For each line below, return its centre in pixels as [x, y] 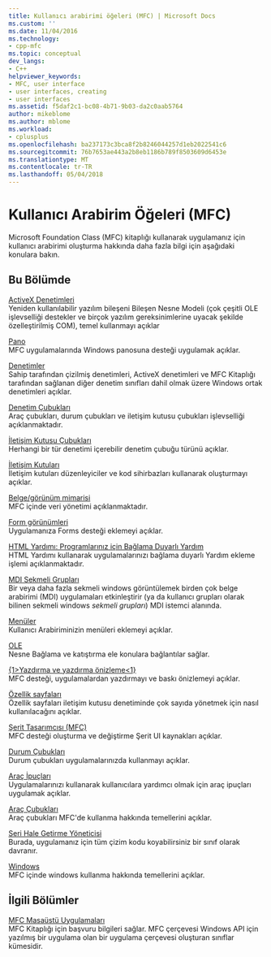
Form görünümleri [39, 522]
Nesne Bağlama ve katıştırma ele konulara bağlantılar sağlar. [109, 654]
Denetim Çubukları [39, 407]
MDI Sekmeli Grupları [44, 579]
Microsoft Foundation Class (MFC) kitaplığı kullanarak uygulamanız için [127, 237]
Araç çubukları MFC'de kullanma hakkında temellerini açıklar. [110, 817]
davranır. [23, 851]
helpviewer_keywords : [45, 76]
